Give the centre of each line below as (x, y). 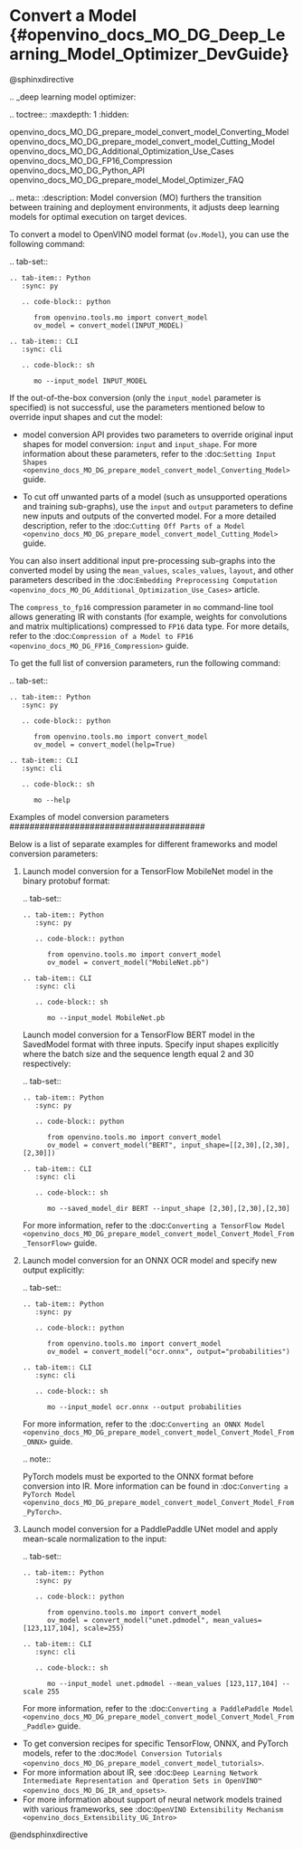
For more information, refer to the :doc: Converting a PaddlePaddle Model (158, 1708)
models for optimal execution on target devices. (98, 216)
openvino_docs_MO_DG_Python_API (77, 170)
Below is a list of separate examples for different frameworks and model (143, 843)
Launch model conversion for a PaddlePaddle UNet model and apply (150, 1529)
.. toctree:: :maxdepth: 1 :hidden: (69, 114)
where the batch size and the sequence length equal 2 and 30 (138, 1053)
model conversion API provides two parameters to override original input (158, 434)
